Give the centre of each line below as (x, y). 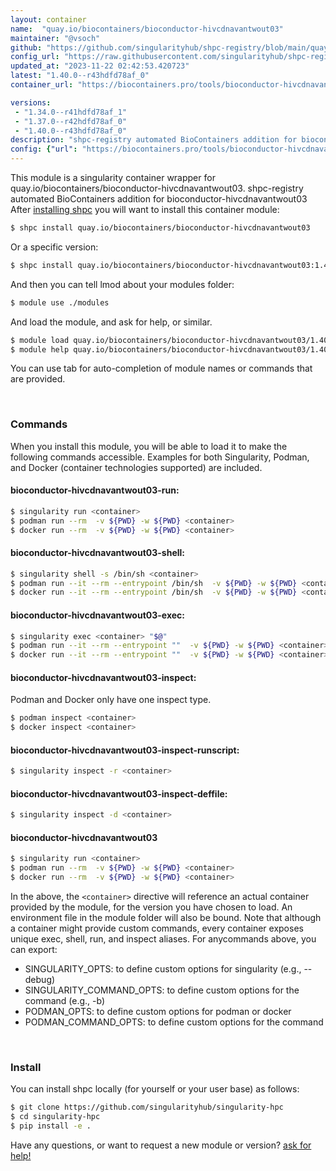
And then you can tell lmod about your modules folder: (122, 284)
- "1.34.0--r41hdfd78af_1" (71, 112)
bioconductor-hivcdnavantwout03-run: (95, 490)
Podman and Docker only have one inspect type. (111, 700)
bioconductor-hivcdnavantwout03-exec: (97, 615)
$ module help (40, 349)
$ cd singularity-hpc (55, 1117)
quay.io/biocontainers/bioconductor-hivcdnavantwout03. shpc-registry (157, 188)
